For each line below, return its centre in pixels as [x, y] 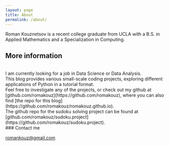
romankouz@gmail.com [30, 138]
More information [34, 56]
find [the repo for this [28, 101]
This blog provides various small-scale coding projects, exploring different [84, 79]
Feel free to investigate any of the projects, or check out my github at [78, 90]
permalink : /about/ [26, 19]
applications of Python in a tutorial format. [50, 85]
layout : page [19, 10]
